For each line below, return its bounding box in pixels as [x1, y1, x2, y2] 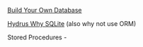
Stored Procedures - [7, 33, 67, 41]
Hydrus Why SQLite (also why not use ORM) [7, 20, 137, 27]
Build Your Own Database [7, 6, 83, 14]
